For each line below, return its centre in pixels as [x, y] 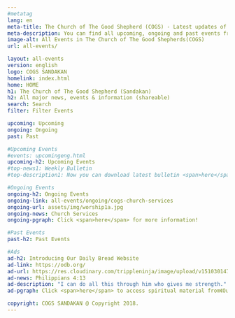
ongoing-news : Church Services [53, 214]
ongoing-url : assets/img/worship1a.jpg [65, 207]
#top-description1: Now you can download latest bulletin [93, 175]
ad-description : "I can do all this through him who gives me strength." [117, 284]
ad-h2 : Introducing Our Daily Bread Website [73, 258]
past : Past [23, 136]
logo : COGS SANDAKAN [37, 72]
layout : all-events [36, 59]
